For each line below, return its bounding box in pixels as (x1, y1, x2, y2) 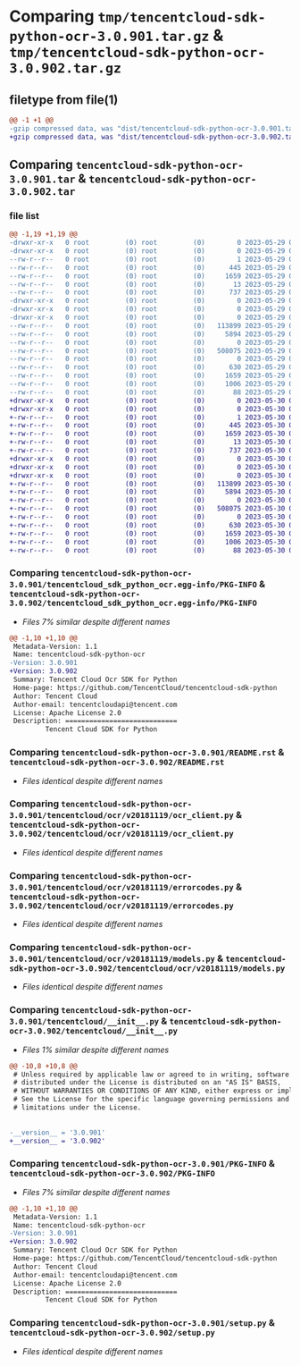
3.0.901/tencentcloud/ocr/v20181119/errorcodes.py (9, 882, 234, 892)
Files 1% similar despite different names (21, 1044, 170, 1055)
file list (9, 209, 40, 222)
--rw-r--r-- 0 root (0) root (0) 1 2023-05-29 (9, 255, 286, 264)
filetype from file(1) (9, 92, 119, 107)
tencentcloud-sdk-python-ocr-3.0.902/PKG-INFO (9, 1168, 216, 1179)
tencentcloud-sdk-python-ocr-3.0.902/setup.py (9, 1328, 216, 1338)
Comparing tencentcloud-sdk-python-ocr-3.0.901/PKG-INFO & (9, 1158, 275, 1170)
